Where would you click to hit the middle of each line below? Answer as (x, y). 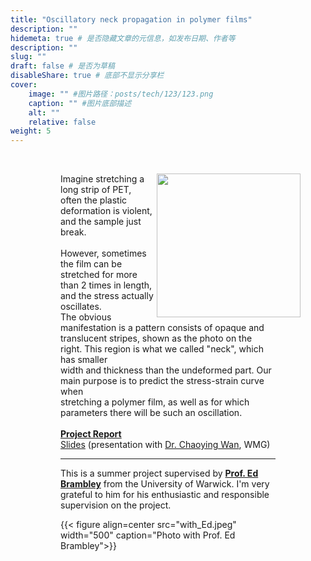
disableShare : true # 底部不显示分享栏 (87, 76)
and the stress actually (107, 296)
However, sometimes (103, 253)
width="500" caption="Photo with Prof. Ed (148, 535)
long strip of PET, (96, 190)
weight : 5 (31, 131)
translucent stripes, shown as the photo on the (156, 338)
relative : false (62, 122)
